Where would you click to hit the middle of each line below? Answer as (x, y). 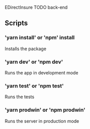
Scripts (16, 23)
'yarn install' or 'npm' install (40, 37)
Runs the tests (20, 97)
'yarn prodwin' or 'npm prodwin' (45, 110)
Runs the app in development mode (41, 72)
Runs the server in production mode (42, 121)
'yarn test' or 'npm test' (34, 85)
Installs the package (25, 49)
